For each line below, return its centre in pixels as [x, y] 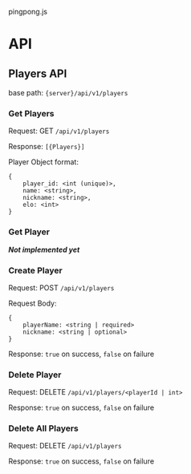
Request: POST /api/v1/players [61, 287]
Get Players [31, 113]
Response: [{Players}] [47, 147]
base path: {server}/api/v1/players [68, 93]
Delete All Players [43, 428]
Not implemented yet [44, 249]
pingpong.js [28, 12]
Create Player [35, 270]
